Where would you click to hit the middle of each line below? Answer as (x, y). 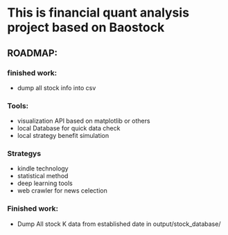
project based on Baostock (86, 27)
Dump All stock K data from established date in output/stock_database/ (119, 224)
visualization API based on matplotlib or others (84, 121)
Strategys (24, 154)
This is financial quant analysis (98, 13)
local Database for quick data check (69, 128)
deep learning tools (45, 183)
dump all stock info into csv (56, 87)
